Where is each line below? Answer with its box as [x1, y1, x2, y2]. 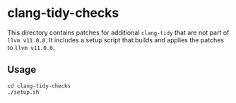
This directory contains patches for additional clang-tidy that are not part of [7, 28, 230, 37]
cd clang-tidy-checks [7, 83, 71, 90]
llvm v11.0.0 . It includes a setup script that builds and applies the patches [7, 35, 225, 44]
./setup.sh [7, 88, 40, 96]
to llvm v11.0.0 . [7, 43, 55, 51]
